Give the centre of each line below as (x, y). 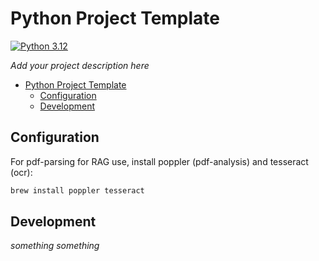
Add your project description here (80, 65)
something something (55, 246)
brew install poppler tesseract (77, 190)
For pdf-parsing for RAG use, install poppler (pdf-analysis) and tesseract (159, 161)
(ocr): (21, 172)
